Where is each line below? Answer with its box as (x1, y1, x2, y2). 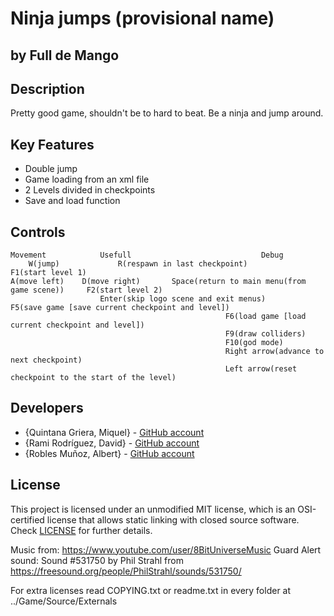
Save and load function (24, 195, 121, 207)
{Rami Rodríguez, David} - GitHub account (24, 437, 200, 449)
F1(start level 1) (10, 268, 87, 278)
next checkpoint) (10, 355, 83, 366)
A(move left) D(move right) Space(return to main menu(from (10, 277, 307, 287)
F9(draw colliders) (224, 329, 307, 339)
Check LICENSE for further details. (10, 524, 153, 536)
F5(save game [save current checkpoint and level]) (10, 303, 230, 313)
